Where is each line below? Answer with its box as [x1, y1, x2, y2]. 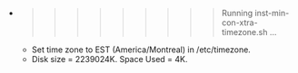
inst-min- [253, 8, 290, 18]
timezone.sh [221, 27, 268, 37]
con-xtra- [221, 17, 258, 28]
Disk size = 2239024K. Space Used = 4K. [31, 54, 188, 64]
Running [221, 8, 253, 18]
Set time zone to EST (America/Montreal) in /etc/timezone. [31, 44, 252, 55]
